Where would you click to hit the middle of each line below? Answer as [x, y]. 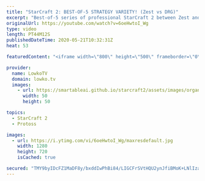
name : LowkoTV [30, 73]
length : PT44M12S [28, 35]
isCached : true [37, 158]
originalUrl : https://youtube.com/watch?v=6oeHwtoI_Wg [77, 23]
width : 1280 [32, 146]
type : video [21, 29]
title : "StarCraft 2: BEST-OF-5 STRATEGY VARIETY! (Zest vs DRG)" [92, 12]
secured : [17, 168]
